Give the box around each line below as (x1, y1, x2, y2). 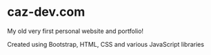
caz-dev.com (7, 4, 86, 20)
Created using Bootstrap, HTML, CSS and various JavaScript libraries (7, 40, 205, 48)
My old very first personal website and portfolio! (7, 27, 143, 35)
